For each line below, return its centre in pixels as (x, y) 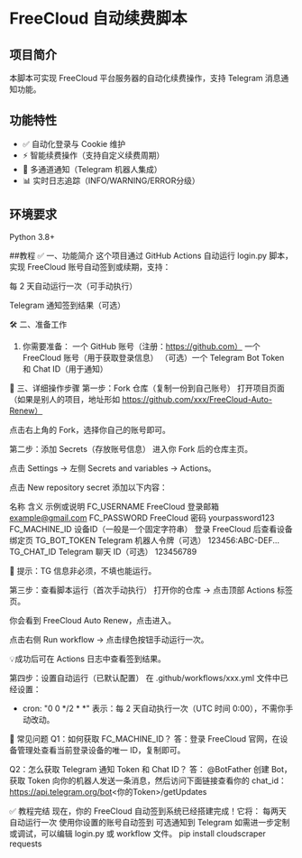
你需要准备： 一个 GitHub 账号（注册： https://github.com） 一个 (142, 346)
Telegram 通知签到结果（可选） (68, 305)
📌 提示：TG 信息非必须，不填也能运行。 (83, 570)
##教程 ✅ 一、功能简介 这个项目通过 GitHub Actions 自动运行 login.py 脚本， (151, 255)
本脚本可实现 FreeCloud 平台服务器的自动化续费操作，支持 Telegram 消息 (145, 78)
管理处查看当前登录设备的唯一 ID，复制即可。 (101, 750)
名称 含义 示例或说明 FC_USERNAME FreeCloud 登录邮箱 (114, 506)
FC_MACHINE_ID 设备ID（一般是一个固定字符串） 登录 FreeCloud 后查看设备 (151, 529)
